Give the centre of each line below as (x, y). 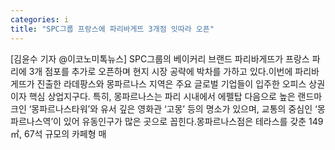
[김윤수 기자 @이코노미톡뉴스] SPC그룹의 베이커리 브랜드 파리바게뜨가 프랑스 (160, 58)
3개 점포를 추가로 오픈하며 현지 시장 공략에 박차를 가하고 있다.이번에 (160, 71)
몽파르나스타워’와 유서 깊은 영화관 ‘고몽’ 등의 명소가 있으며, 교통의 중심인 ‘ (174, 108)
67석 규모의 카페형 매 (65, 133)
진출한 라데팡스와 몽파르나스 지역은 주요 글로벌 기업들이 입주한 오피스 (171, 83)
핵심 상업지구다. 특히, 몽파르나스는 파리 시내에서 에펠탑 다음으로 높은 (162, 96)
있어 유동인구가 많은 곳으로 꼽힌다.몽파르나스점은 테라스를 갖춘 (185, 121)
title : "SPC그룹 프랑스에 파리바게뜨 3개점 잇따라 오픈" (112, 29)
